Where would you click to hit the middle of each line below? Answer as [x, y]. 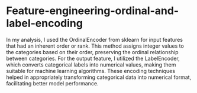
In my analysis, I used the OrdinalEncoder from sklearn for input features [95, 39]
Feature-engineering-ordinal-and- [93, 11]
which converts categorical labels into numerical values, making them [91, 64]
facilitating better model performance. [52, 83]
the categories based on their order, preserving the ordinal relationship [92, 52]
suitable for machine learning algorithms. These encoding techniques [91, 71]
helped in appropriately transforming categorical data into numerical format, [99, 77]
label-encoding [44, 23]
